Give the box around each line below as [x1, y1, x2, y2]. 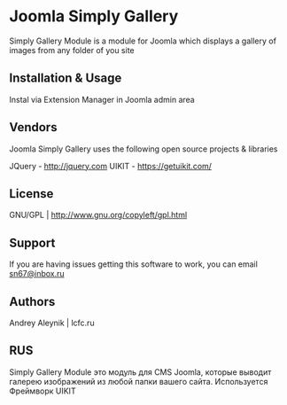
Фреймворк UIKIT [9, 386, 77, 396]
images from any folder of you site [9, 44, 135, 55]
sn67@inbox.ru [9, 269, 65, 279]
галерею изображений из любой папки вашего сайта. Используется [9, 376, 268, 386]
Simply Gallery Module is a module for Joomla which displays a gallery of [9, 35, 277, 46]
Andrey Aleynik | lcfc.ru [9, 317, 95, 328]
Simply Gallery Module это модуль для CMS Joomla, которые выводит [9, 366, 272, 378]
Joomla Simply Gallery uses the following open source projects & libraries [9, 144, 278, 154]
